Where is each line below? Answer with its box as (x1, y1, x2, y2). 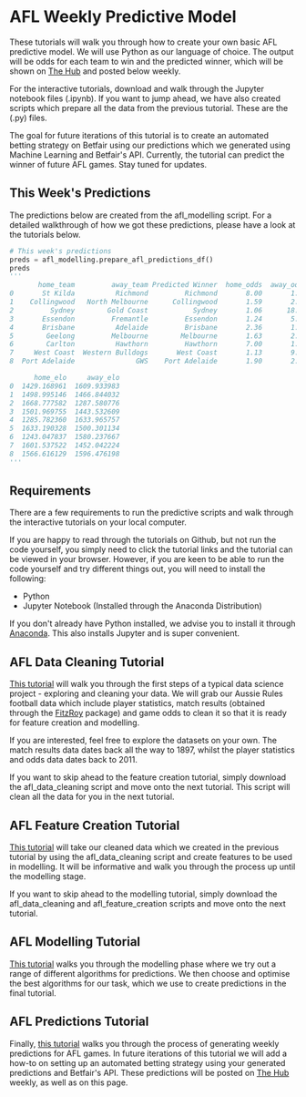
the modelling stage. (9, 871, 87, 882)
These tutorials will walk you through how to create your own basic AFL (9, 36, 278, 47)
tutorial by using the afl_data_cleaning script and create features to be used (9, 852, 293, 863)
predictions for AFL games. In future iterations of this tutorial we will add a (9, 1048, 288, 1059)
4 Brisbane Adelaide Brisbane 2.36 (9, 323, 262, 332)
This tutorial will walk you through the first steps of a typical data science (9, 679, 284, 690)
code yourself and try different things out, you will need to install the (9, 563, 266, 575)
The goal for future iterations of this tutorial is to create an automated (9, 129, 269, 140)
